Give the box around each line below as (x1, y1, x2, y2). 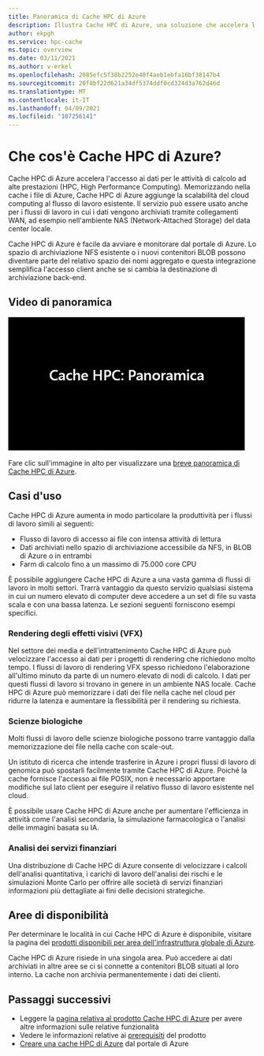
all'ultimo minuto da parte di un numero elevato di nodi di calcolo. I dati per (8, 671, 251, 680)
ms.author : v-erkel (8, 63, 73, 71)
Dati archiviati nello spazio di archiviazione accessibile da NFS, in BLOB (19, 542, 252, 552)
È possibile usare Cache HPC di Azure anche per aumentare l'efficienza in (8, 806, 248, 816)
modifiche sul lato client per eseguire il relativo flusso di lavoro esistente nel (8, 782, 255, 792)
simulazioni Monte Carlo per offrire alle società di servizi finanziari (8, 877, 223, 887)
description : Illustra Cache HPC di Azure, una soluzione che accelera (8, 21, 248, 29)
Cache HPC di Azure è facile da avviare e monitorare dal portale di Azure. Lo (8, 239, 257, 249)
